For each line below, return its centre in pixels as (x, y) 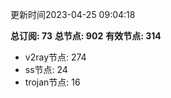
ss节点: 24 (46, 69)
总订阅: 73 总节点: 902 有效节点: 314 (86, 36)
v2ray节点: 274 (55, 57)
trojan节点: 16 (52, 82)
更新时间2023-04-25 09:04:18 (73, 14)
